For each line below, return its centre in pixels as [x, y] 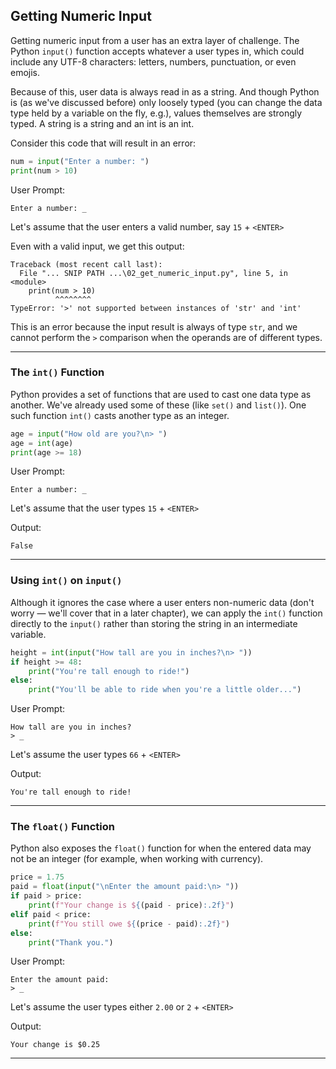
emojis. [25, 72]
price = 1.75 [37, 877]
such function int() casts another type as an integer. [120, 415]
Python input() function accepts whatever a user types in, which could [157, 51]
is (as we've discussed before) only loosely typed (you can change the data [166, 102]
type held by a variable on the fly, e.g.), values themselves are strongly [156, 113]
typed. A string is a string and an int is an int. [102, 123]
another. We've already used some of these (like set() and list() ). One [158, 405]
